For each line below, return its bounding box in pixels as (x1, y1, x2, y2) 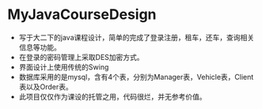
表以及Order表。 (18, 81, 73, 92)
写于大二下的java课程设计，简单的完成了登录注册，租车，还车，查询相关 (18, 32, 255, 42)
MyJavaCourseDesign (7, 6, 157, 24)
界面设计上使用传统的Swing (18, 62, 109, 72)
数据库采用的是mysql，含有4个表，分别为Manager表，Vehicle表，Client (18, 72, 254, 81)
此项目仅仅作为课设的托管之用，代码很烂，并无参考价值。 (18, 92, 207, 101)
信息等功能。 (18, 42, 61, 52)
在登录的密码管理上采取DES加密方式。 (18, 52, 144, 62)
